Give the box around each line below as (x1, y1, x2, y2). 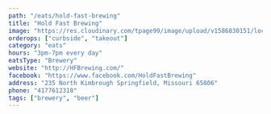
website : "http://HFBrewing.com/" (8, 64, 125, 72)
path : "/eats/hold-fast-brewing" (8, 11, 121, 20)
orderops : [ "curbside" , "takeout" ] (8, 34, 128, 43)
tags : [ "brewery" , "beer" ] (8, 94, 99, 102)
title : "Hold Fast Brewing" (8, 19, 103, 27)
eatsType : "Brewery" (8, 57, 78, 65)
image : (8, 26, 31, 35)
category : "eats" (8, 42, 67, 50)
